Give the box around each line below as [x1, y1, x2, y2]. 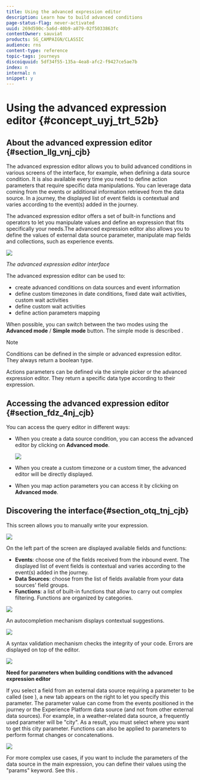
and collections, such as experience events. [6, 238, 115, 245]
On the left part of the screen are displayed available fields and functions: [6, 545, 187, 552]
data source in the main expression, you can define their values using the [6, 760, 186, 767]
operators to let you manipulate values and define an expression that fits [6, 219, 184, 226]
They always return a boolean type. [6, 357, 94, 364]
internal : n [6, 70, 36, 76]
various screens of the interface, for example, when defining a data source [6, 169, 190, 176]
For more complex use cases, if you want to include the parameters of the [6, 754, 188, 761]
